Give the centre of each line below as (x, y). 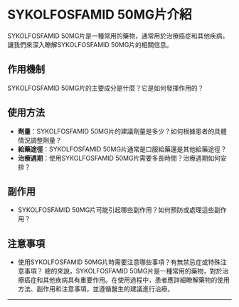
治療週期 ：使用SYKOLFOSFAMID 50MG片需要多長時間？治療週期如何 (119, 158)
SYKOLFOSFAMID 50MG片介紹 (100, 15)
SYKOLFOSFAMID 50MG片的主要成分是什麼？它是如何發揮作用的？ (106, 88)
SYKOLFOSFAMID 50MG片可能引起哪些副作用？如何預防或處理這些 (116, 210)
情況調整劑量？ (39, 140)
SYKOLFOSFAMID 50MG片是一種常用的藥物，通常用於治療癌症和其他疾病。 (118, 36)
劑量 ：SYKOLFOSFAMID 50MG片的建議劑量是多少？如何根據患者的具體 (122, 131)
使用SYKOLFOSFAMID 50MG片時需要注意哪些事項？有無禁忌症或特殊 (119, 262)
